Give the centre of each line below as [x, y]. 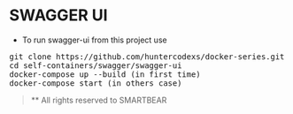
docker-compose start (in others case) [96, 83]
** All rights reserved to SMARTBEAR [99, 100]
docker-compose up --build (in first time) [105, 74]
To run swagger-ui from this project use [94, 40]
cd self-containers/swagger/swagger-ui [96, 65]
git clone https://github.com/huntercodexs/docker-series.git [147, 57]
